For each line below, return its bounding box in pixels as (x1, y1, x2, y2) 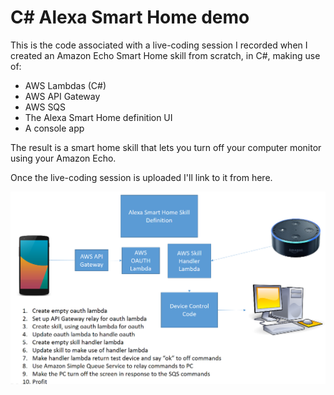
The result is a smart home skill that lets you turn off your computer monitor (10, 141, 322, 153)
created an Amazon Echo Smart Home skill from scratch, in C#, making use (10, 49, 321, 61)
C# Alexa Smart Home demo (10, 6, 250, 29)
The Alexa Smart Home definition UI (24, 111, 173, 123)
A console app (24, 122, 85, 134)
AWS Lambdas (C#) (24, 79, 107, 91)
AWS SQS (24, 101, 67, 113)
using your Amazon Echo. (10, 152, 117, 164)
